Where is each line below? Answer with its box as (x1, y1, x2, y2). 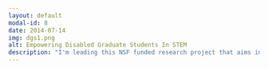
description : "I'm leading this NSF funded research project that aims (8, 48, 251, 56)
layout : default (8, 11, 62, 20)
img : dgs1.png (8, 33, 56, 42)
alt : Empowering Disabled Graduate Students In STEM (8, 41, 187, 49)
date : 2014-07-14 (8, 26, 66, 34)
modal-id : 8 (8, 19, 48, 27)
